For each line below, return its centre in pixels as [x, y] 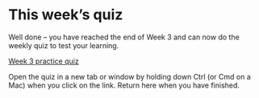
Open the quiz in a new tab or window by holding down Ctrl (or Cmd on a [130, 76]
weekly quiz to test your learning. [64, 45]
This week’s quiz [66, 15]
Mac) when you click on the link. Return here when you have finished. [124, 85]
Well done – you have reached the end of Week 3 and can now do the [124, 37]
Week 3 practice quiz [44, 61]
